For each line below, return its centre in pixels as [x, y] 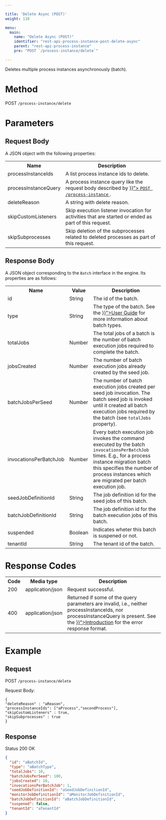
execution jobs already [119, 366]
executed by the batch [119, 444]
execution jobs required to [124, 346]
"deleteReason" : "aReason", [35, 704]
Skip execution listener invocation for [108, 210]
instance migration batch [122, 461]
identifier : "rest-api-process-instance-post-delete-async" [77, 42]
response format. [87, 629]
